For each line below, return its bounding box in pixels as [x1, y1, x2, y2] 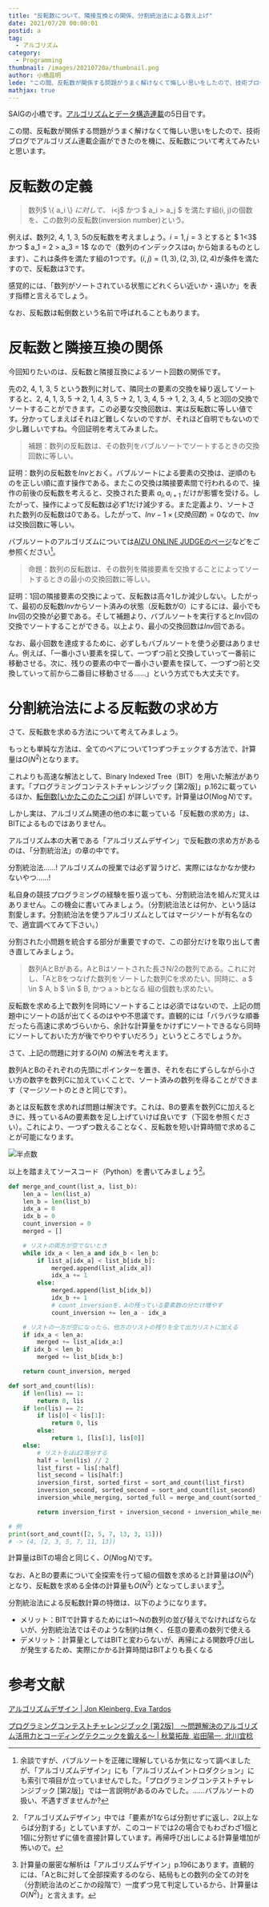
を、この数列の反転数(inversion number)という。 [27, 216, 189, 225]
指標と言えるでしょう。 [14, 291, 92, 300]
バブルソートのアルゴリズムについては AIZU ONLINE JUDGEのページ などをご [8, 536, 260, 546]
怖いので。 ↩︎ [19, 1842, 64, 1852]
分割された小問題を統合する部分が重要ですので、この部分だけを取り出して [8, 937, 254, 946]
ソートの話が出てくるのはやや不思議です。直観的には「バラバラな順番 [29, 1011, 260, 1021]
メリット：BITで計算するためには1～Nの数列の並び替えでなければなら [19, 1615, 250, 1624]
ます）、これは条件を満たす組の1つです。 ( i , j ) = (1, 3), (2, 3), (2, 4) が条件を [8, 254, 246, 264]
